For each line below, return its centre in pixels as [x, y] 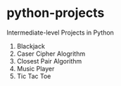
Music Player [36, 68]
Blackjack [31, 46]
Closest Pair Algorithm [49, 61]
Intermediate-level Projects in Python [60, 32]
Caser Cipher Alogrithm [51, 54]
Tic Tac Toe [34, 76]
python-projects [56, 13]
